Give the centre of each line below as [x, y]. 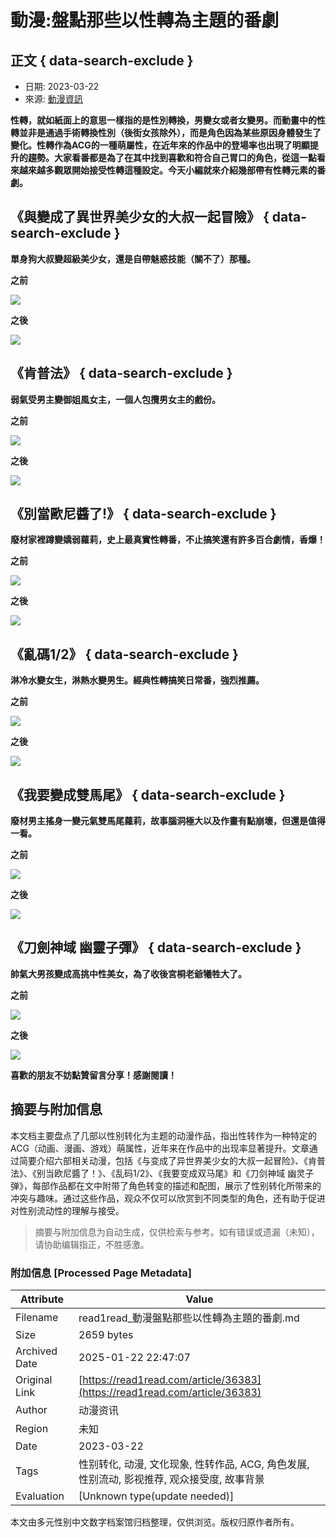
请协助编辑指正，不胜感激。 [92, 1244]
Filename [37, 1317]
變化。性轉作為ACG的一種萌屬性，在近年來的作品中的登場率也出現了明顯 [160, 145]
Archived [36, 1351]
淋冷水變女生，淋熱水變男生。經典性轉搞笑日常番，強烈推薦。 [137, 680]
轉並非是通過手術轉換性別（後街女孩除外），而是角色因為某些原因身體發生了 [166, 132]
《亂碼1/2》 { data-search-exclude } [124, 654]
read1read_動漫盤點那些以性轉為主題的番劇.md [189, 1318]
